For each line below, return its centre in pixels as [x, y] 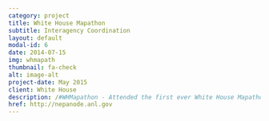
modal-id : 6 [28, 45]
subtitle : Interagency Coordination [69, 30]
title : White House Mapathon [57, 23]
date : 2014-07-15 [37, 53]
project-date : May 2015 [48, 82]
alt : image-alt [34, 75]
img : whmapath [32, 60]
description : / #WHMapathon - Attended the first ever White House [121, 97]
